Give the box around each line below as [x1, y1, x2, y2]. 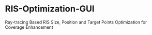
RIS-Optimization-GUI [5, 3, 95, 14]
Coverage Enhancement [5, 24, 53, 30]
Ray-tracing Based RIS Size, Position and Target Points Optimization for [5, 19, 147, 25]
